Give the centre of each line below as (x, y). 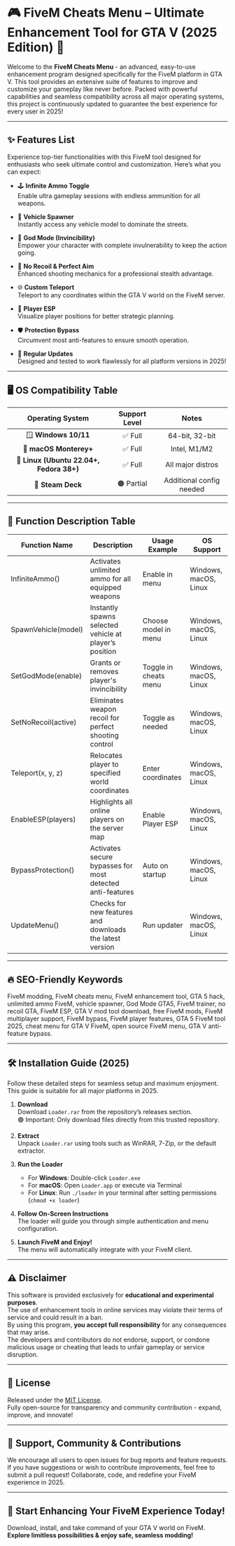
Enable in (158, 575)
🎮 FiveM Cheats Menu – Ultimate (106, 13)
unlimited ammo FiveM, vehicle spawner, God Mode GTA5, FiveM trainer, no (116, 1004)
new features (112, 912)
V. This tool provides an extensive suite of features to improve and (102, 81)
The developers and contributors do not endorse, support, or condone (108, 1340)
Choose (155, 621)
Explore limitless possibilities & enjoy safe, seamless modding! (100, 1536)
